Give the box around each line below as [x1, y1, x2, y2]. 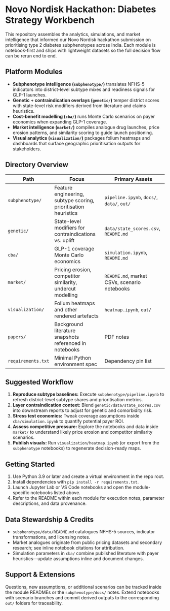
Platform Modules [5, 68, 63, 76]
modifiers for [54, 224, 85, 231]
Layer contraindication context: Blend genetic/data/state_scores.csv [12, 402, 161, 408]
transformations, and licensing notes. [12, 534, 91, 540]
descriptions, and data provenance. [12, 500, 87, 506]
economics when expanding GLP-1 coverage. [12, 118, 107, 125]
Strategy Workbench [5, 14, 95, 26]
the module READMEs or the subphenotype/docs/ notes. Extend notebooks [5, 589, 159, 595]
